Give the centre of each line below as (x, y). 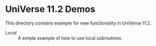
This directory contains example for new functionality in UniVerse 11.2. (78, 23)
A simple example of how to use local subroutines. (70, 38)
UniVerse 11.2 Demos (50, 9)
